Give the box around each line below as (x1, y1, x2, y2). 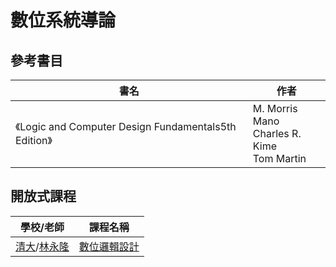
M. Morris (252, 102, 298, 115)
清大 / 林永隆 (15, 239, 70, 253)
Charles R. (252, 127, 302, 140)
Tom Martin (252, 152, 307, 165)
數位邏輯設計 (78, 239, 140, 253)
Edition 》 (15, 134, 53, 147)
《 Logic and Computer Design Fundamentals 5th (15, 120, 237, 133)
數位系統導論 (10, 9, 117, 32)
